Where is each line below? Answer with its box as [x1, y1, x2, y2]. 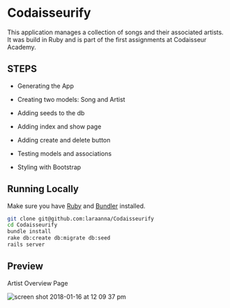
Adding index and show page [17, 122, 102, 131]
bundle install [7, 228, 52, 235]
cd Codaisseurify [7, 221, 58, 228]
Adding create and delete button [17, 135, 111, 144]
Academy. [7, 43, 36, 51]
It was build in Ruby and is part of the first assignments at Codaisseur [7, 35, 207, 43]
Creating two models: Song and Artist [17, 95, 125, 103]
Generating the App [17, 82, 75, 90]
